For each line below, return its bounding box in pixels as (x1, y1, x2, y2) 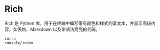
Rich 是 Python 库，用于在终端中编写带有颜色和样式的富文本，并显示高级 (4, 20, 152, 26)
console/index (4, 40, 34, 45)
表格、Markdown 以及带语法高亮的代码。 (17, 26, 100, 32)
